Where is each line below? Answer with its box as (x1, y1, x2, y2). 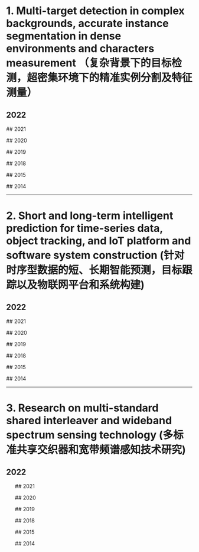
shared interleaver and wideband (6, 414, 172, 427)
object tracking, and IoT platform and (6, 234, 191, 248)
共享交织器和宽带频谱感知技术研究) (17, 443, 186, 457)
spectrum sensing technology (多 (6, 428, 174, 442)
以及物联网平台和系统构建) (17, 278, 145, 292)
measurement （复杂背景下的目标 (6, 56, 172, 70)
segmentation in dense (6, 30, 122, 43)
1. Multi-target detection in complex (6, 4, 185, 18)
